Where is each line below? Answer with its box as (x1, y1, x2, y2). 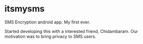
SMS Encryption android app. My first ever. (4, 19, 90, 25)
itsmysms (4, 3, 45, 14)
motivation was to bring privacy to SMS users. (4, 33, 96, 39)
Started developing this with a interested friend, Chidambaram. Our (4, 28, 138, 34)
